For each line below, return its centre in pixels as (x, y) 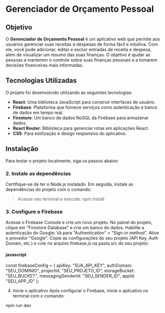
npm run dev (18, 306)
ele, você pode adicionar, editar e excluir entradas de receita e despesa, (79, 49)
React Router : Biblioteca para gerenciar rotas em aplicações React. (81, 128)
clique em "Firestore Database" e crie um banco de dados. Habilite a (75, 228)
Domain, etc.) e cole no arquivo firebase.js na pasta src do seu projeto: (77, 243)
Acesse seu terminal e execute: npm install (61, 199)
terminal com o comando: (39, 296)
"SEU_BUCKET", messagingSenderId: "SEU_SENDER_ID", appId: (70, 276)
